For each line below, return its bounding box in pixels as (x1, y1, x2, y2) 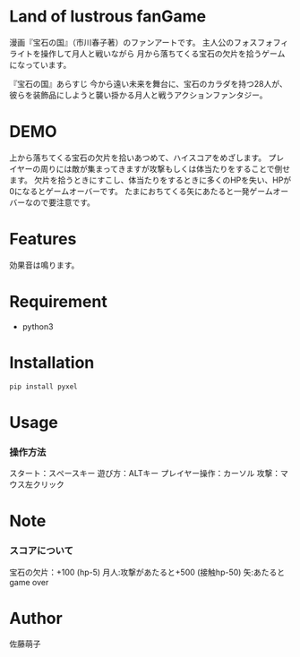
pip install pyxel (9, 382, 78, 391)
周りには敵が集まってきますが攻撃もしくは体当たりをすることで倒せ (39, 163, 291, 174)
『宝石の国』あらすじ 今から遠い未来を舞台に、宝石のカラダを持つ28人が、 (9, 78, 288, 89)
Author (9, 608, 63, 628)
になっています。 (9, 59, 72, 70)
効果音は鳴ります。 (9, 260, 80, 270)
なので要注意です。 (24, 197, 96, 208)
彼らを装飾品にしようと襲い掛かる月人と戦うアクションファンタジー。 (9, 90, 268, 100)
